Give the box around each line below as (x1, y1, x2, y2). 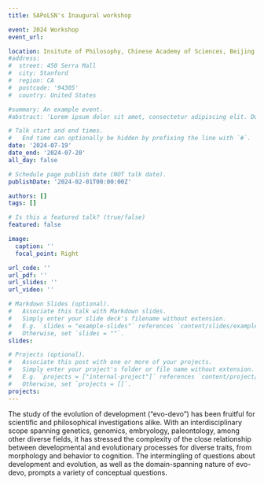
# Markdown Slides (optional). (8, 300, 111, 308)
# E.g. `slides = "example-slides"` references (8, 322, 174, 330)
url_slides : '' (8, 279, 58, 287)
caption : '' (15, 242, 55, 250)
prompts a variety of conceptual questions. (27, 468, 167, 477)
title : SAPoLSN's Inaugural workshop (8, 11, 132, 20)
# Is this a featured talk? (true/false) (8, 213, 146, 221)
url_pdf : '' (8, 271, 47, 280)
